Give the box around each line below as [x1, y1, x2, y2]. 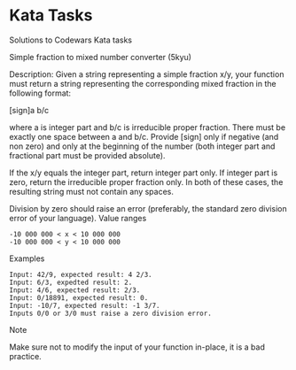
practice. [9, 351, 42, 361]
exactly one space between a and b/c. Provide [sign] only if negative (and [9, 131, 279, 142]
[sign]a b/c [9, 104, 50, 115]
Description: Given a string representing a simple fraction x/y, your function [9, 68, 284, 80]
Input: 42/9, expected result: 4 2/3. [9, 270, 152, 279]
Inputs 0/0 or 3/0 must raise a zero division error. [9, 309, 213, 318]
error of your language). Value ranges [9, 212, 147, 223]
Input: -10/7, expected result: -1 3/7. [9, 301, 161, 310]
